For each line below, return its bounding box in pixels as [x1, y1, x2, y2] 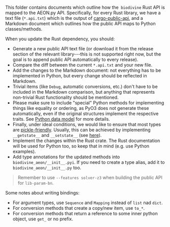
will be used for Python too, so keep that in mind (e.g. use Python [12, 143, 150, 149]
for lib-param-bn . [17, 180, 54, 186]
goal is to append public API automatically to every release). [12, 56, 139, 63]
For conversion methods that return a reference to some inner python [12, 211, 158, 216]
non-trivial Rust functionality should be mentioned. [12, 94, 119, 100]
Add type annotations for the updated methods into [12, 154, 120, 160]
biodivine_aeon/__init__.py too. [12, 165, 82, 171]
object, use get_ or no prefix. [12, 216, 74, 222]
